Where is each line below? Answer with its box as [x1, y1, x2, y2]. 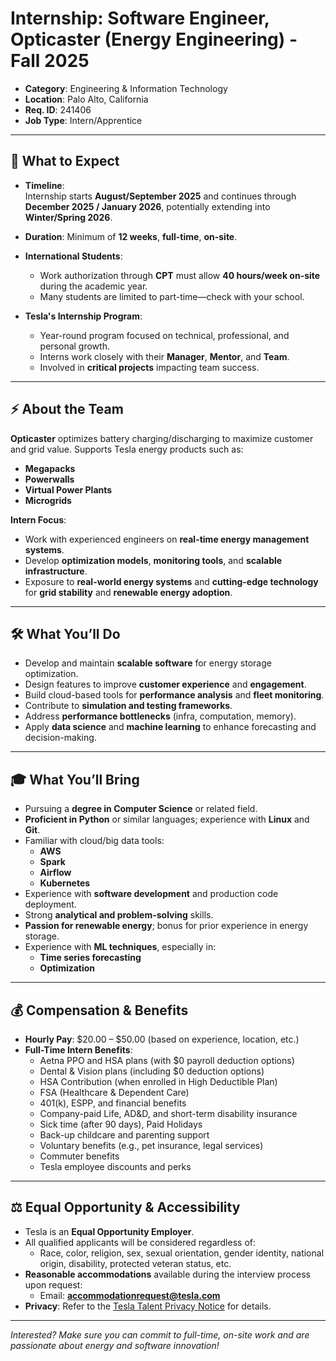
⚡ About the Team [10, 401, 124, 418]
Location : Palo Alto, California [24, 93, 149, 105]
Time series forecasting [39, 952, 142, 964]
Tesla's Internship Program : [24, 310, 143, 322]
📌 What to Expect [10, 153, 120, 170]
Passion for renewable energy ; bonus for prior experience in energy [24, 920, 309, 932]
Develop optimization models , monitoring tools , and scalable [24, 554, 283, 566]
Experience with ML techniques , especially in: [24, 941, 217, 953]
